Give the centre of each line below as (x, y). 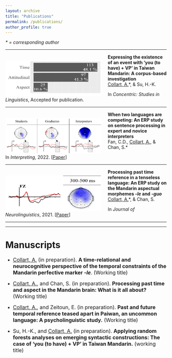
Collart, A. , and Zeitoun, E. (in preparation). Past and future (84, 307)
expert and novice (127, 131)
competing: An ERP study (135, 120)
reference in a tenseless (134, 178)
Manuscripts (33, 245)
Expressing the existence (135, 57)
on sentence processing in (136, 125)
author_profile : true (28, 27)
